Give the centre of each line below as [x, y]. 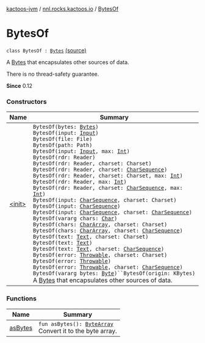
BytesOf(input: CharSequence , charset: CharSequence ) [113, 212]
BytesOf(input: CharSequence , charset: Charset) [105, 200]
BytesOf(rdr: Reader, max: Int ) [80, 182]
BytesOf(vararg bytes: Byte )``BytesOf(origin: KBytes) [114, 273]
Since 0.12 [19, 85]
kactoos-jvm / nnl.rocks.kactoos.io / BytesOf [63, 9]
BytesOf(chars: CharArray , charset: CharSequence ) [108, 231]
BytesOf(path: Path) [63, 145]
